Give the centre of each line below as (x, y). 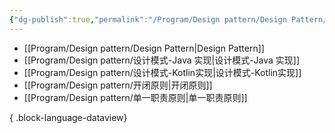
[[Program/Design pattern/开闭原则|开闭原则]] (118, 85)
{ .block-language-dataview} (68, 117)
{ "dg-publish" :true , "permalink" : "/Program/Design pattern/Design (148, 19)
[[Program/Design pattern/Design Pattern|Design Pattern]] (144, 48)
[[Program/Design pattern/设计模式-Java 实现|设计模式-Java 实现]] (162, 60)
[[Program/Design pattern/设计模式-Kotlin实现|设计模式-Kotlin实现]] (162, 72)
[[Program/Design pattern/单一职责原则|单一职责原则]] (135, 97)
